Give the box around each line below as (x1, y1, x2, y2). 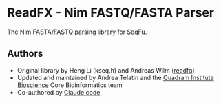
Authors (7, 48, 43, 59)
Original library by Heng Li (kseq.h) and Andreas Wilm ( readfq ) (17, 66, 195, 74)
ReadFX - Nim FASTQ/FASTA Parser (7, 5, 215, 21)
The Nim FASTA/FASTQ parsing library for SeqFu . (7, 28, 147, 36)
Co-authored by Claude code (17, 88, 101, 96)
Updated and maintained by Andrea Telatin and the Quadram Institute (17, 73, 215, 82)
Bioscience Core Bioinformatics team (17, 81, 123, 89)
